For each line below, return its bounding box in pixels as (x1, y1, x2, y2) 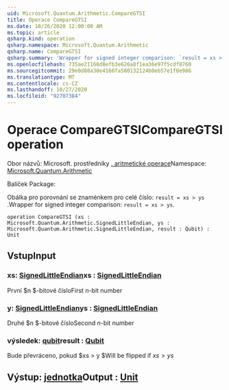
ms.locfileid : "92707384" (7, 93, 81, 100)
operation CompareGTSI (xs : (7, 213, 91, 220)
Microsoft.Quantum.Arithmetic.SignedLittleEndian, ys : (7, 220, 170, 226)
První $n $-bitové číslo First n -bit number (7, 286, 123, 294)
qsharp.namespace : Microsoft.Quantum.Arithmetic (7, 42, 149, 49)
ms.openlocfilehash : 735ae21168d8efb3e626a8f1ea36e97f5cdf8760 (7, 61, 192, 68)
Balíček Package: (7, 179, 56, 188)
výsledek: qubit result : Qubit (7, 336, 104, 346)
